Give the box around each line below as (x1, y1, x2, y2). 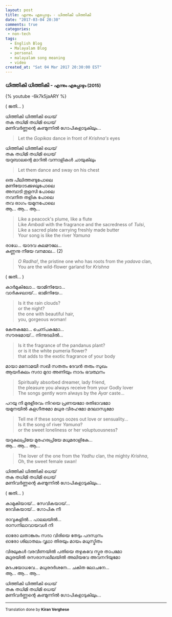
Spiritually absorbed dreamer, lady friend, (17, 379, 106, 385)
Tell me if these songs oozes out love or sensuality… (17, 416, 128, 422)
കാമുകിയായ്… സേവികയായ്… (5, 501, 70, 507)
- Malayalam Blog (10, 46, 47, 51)
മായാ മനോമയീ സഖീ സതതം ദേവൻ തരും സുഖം (5, 363, 107, 369)
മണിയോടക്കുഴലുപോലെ (5, 183, 55, 189)
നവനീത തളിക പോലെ (5, 194, 54, 201)
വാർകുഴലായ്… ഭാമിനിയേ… (5, 290, 63, 296)
